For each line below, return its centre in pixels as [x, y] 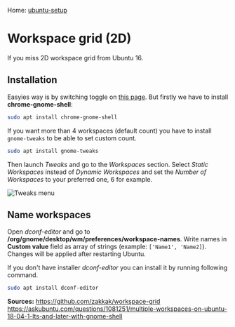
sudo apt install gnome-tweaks [53, 151]
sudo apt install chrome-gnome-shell [62, 117]
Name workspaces [49, 214]
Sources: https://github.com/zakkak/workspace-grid [84, 302]
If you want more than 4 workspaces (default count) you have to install [109, 131]
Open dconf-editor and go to [49, 232]
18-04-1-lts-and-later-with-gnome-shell [65, 316]
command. [23, 275]
